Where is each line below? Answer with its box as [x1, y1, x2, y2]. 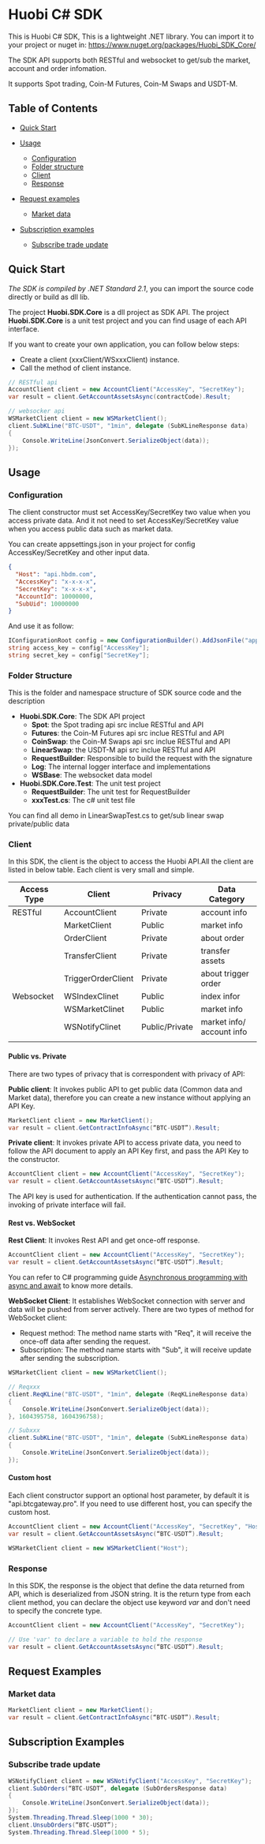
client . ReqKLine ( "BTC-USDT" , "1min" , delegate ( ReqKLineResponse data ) [8, 1390, 248, 1398]
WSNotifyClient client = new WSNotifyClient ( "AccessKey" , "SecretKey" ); [8, 1777, 252, 1785]
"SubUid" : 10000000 [15, 600, 80, 608]
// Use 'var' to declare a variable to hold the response [8, 1636, 203, 1643]
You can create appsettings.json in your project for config [8, 539, 196, 549]
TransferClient [63, 950, 117, 961]
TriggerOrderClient [63, 973, 134, 984]
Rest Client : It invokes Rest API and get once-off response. [8, 1235, 200, 1245]
